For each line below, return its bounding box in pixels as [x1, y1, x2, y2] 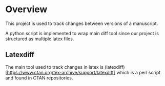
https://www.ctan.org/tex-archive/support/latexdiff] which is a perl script [7, 69, 161, 75]
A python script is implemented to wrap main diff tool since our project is [5, 30, 159, 36]
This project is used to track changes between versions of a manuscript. [5, 20, 158, 26]
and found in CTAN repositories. [5, 75, 73, 81]
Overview [5, 4, 48, 15]
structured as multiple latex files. [5, 36, 74, 42]
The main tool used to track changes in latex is [5, 64, 104, 70]
